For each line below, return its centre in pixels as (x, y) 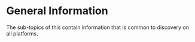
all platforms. (22, 33)
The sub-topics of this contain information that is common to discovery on (98, 27)
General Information (57, 11)
